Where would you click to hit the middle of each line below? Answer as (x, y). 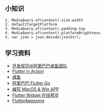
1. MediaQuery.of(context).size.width (44, 20)
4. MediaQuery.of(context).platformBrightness (53, 33)
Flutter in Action (28, 71)
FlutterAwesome (28, 100)
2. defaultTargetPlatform (31, 24)
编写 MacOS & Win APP (35, 89)
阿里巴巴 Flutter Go (31, 83)
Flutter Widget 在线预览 (35, 95)
